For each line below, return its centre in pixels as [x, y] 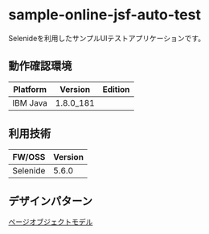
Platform [30, 89]
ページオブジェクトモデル [51, 222]
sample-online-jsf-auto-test [104, 15]
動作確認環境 [40, 66]
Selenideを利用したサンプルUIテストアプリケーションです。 [107, 38]
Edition [116, 89]
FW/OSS [29, 157]
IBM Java [30, 102]
